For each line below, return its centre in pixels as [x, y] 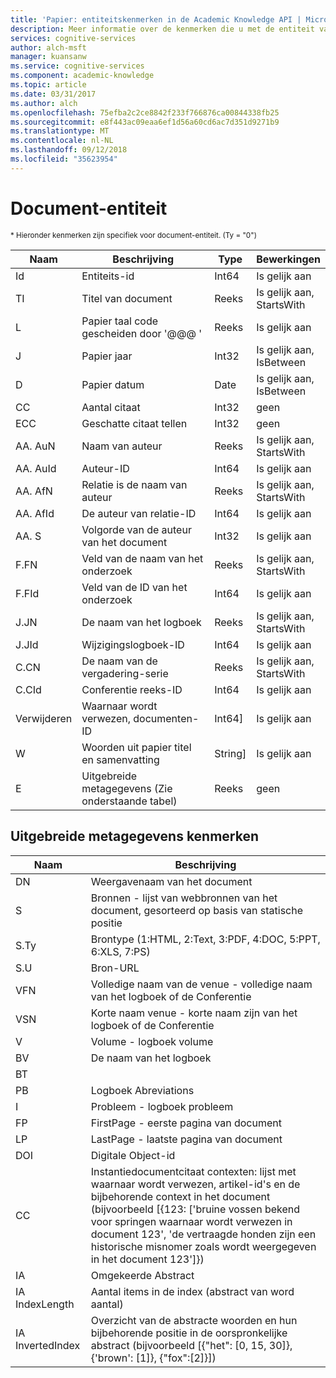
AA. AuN [35, 446]
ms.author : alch [44, 103]
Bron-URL [115, 968]
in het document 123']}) [147, 1259]
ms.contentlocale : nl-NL [62, 141]
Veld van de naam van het [142, 558]
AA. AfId [35, 513]
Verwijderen [44, 718]
